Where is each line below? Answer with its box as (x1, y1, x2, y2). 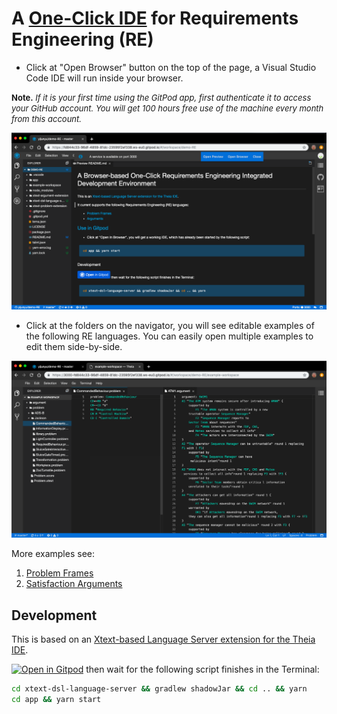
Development (11, 607, 98, 624)
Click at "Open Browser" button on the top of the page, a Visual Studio (25, 61, 317, 73)
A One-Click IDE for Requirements (11, 7, 299, 30)
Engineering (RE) (11, 28, 154, 51)
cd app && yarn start (11, 695, 102, 705)
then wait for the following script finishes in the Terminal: (85, 663, 320, 676)
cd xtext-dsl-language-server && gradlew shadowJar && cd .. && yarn (11, 684, 308, 694)
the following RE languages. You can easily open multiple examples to (25, 330, 314, 342)
